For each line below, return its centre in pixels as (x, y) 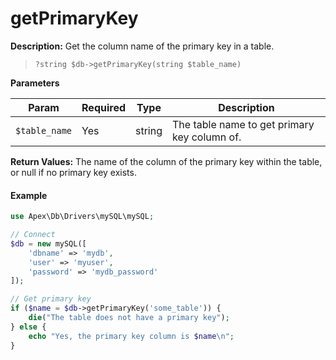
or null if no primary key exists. (73, 172)
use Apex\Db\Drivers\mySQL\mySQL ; (82, 217)
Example (29, 195)
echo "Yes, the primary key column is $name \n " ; (131, 336)
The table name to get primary (243, 124)
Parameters (35, 83)
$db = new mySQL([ (48, 243)
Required (103, 107)
